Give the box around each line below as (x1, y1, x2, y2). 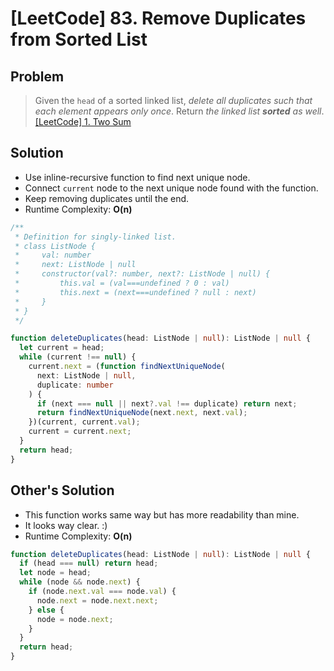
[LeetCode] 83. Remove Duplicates (10, 7, 307, 30)
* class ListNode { (14, 241, 97, 251)
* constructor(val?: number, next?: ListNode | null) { (14, 269, 271, 279)
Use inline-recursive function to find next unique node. (24, 171, 251, 183)
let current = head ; (19, 343, 105, 353)
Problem (10, 68, 65, 85)
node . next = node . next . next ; (36, 595, 159, 606)
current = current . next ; (28, 427, 132, 437)
